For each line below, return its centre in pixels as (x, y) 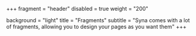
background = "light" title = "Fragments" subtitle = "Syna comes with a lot (98, 20)
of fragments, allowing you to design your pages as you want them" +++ (96, 27)
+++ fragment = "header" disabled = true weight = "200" (77, 9)
